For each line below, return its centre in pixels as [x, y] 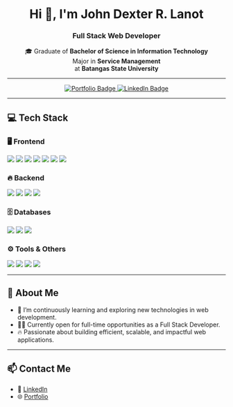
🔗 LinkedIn [32, 389]
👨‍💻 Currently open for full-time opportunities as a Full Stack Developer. [119, 324]
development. [37, 317]
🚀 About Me [33, 293]
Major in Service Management [116, 61]
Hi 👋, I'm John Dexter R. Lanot [116, 14]
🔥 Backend [26, 178]
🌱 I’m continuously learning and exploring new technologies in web [113, 310]
